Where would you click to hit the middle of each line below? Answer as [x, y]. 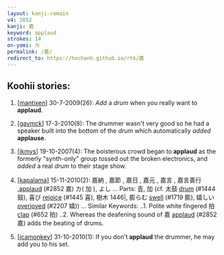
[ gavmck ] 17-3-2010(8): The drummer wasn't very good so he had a [113, 123]
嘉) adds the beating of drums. [60, 223]
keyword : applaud [32, 33]
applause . [32, 137]
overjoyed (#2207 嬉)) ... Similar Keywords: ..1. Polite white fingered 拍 [116, 206]
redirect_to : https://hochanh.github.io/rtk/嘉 [76, 58]
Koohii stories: [39, 86]
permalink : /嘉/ [30, 52]
